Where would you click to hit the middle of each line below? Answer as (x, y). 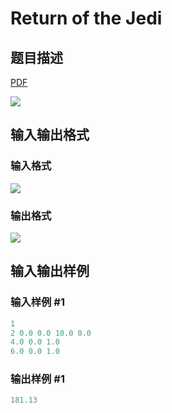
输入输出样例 (50, 271)
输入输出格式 (50, 135)
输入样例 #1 (37, 302)
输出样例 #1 (37, 379)
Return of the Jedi (86, 18)
